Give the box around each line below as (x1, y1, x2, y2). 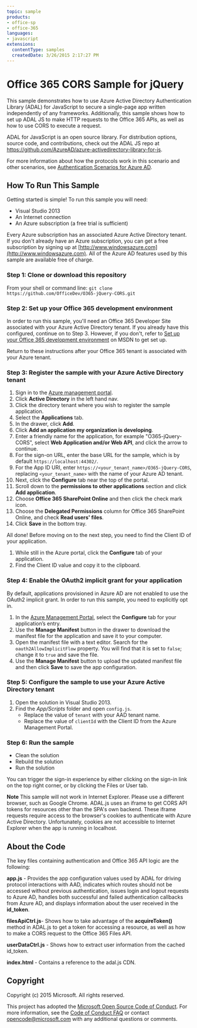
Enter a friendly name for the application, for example (15, 433, 144, 440)
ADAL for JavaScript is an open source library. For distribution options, (6, 133, 178, 140)
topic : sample (6, 8, 42, 15)
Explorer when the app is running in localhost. (6, 825, 118, 832)
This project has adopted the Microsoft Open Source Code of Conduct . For (6, 1003, 188, 1010)
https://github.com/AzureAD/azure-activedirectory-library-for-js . (6, 146, 163, 153)
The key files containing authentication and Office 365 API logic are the (6, 857, 179, 864)
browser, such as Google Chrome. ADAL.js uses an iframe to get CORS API (6, 799, 188, 807)
